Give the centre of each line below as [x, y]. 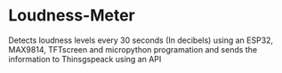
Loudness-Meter [72, 16]
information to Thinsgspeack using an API [85, 59]
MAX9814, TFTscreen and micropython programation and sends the [133, 49]
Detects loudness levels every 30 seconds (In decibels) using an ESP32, [141, 40]
